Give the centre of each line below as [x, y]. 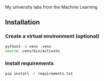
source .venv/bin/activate [32, 51]
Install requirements [30, 63]
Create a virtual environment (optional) [52, 36]
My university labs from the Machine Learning [51, 7]
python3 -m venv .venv [28, 46]
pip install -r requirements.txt [39, 73]
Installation [22, 22]
